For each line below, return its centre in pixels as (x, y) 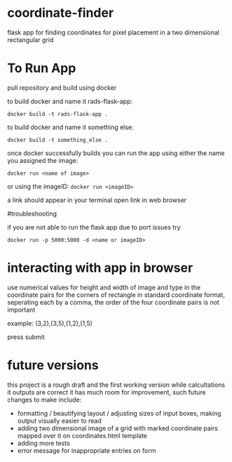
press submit (26, 337)
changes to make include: (45, 400)
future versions (53, 365)
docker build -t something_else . (58, 140)
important (21, 310)
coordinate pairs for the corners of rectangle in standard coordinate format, (116, 295)
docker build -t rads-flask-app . (58, 114)
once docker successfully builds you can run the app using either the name (116, 153)
